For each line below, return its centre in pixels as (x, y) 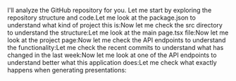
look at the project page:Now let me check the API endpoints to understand (117, 40)
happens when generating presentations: (67, 70)
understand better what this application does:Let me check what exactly (112, 62)
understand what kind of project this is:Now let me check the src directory (115, 25)
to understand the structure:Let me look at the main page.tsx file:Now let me (118, 32)
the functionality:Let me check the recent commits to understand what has (116, 48)
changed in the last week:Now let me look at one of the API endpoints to (112, 55)
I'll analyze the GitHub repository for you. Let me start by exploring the (110, 10)
